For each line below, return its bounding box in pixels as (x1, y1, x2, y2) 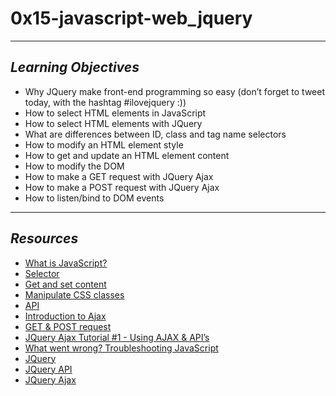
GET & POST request (24, 320, 112, 332)
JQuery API (24, 363, 73, 375)
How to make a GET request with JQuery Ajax (24, 170, 214, 182)
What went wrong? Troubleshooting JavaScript (24, 342, 219, 354)
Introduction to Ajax (24, 310, 107, 322)
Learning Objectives (10, 59, 140, 76)
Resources (10, 230, 79, 247)
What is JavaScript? (24, 257, 108, 269)
